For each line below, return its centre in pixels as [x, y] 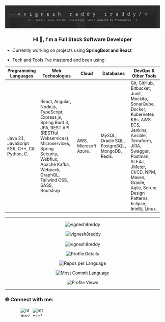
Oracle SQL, [113, 141]
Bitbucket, [141, 88]
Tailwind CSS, [54, 180]
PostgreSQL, [113, 146]
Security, [49, 154]
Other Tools [144, 76]
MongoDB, [111, 151]
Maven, [138, 178]
